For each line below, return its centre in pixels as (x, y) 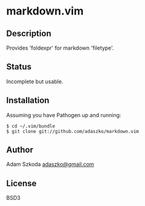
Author (20, 150)
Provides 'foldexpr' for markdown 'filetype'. (60, 48)
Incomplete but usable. (35, 81)
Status (19, 67)
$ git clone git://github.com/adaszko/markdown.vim (72, 131)
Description (29, 34)
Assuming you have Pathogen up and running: (64, 115)
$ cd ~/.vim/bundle (31, 126)
